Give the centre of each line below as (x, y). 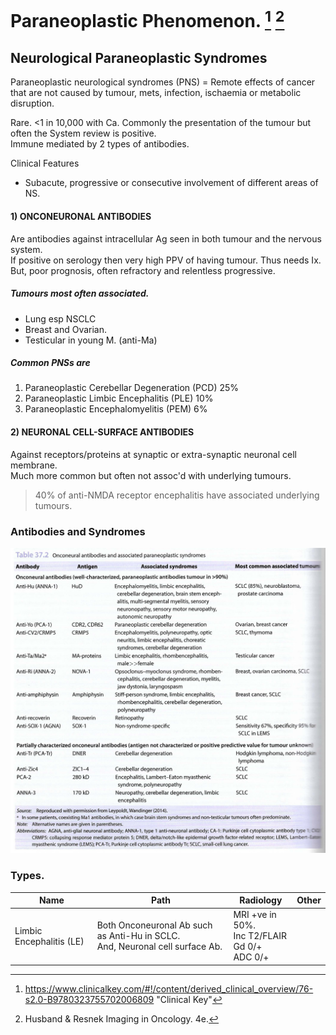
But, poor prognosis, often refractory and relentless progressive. (143, 270)
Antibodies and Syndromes (78, 531)
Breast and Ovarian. (66, 329)
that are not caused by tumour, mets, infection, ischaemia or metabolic (156, 93)
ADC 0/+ (251, 957)
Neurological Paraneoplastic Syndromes (139, 57)
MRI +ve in (255, 915)
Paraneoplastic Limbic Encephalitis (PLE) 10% (119, 398)
